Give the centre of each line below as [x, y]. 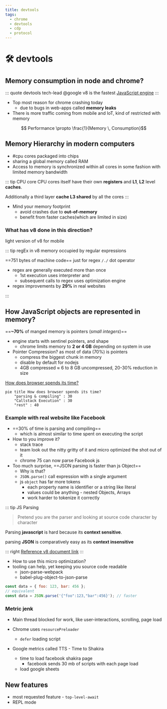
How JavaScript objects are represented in [73, 311]
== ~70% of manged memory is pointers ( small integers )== [66, 331]
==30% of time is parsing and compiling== [57, 428]
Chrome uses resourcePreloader [46, 629]
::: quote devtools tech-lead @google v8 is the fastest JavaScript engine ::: [82, 93]
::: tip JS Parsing [22, 508]
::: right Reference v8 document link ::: [44, 552]
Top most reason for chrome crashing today [58, 102]
